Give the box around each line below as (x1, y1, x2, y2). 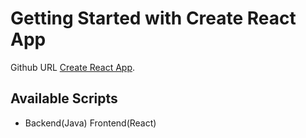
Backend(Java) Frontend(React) (24, 117, 157, 129)
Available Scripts (10, 90, 118, 107)
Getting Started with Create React (10, 7, 297, 30)
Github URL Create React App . (10, 61, 136, 73)
